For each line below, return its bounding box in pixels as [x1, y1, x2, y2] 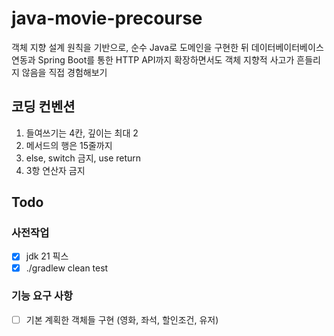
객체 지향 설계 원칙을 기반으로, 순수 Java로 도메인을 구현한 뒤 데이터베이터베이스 [11, 41, 324, 53]
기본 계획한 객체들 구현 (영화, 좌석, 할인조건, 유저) [25, 313, 219, 326]
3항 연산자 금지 [25, 164, 86, 176]
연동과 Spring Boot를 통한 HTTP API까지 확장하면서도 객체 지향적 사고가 [11, 53, 295, 66]
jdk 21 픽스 [25, 250, 69, 262]
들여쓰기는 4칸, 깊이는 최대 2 [25, 127, 139, 139]
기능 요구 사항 [11, 289, 74, 303]
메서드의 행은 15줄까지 [25, 139, 113, 151]
